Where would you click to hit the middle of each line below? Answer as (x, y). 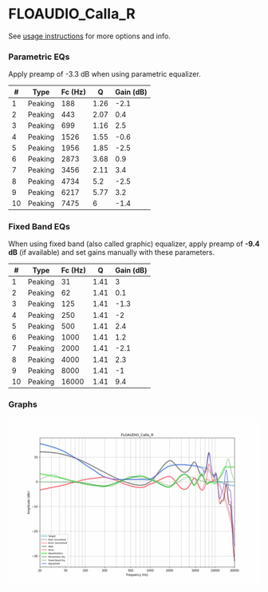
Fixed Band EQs (39, 226)
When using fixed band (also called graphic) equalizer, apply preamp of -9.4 (134, 244)
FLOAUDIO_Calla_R (72, 14)
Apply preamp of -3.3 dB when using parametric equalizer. (104, 74)
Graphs (23, 404)
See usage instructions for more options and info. (90, 36)
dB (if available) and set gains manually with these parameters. (112, 252)
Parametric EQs (39, 57)
